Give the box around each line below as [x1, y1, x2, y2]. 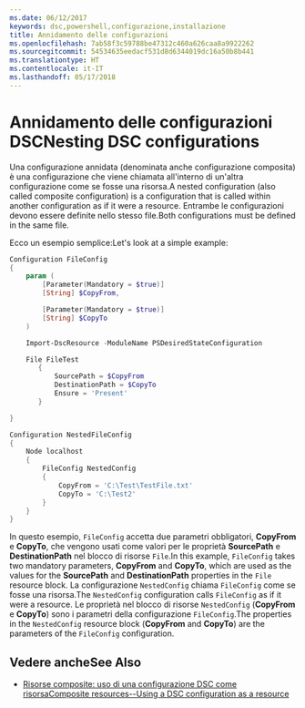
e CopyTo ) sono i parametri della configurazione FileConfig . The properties [9, 609, 292, 620]
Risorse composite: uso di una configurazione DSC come [22, 679, 238, 690]
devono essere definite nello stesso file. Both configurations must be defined [9, 210, 296, 221]
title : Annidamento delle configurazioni [9, 30, 169, 39]
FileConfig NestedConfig [42, 464, 137, 474]
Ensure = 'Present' [54, 389, 128, 398]
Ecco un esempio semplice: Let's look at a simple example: [9, 237, 229, 248]
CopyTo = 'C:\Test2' [57, 489, 137, 498]
